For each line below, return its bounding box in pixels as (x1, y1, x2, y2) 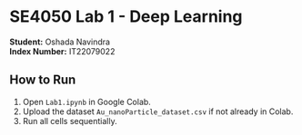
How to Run (9, 72, 76, 88)
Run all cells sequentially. (22, 115, 117, 126)
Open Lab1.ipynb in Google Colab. (22, 96, 152, 107)
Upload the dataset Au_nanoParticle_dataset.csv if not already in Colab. (22, 106, 294, 117)
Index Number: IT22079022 (9, 45, 116, 56)
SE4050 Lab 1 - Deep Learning (9, 6, 243, 27)
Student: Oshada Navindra (9, 36, 111, 47)
